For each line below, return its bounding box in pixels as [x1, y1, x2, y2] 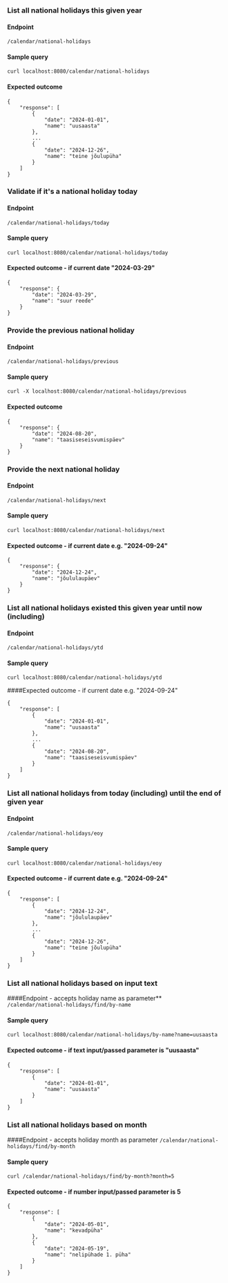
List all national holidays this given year [7, 6, 142, 15]
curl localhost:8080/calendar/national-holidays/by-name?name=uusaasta [7, 1032, 218, 1038]
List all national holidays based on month [7, 1120, 147, 1129]
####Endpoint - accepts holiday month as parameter [7, 1135, 159, 1144]
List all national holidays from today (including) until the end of [7, 788, 222, 798]
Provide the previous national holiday [7, 325, 135, 335]
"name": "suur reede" [32, 297, 95, 305]
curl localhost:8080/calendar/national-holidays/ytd [7, 674, 162, 681]
